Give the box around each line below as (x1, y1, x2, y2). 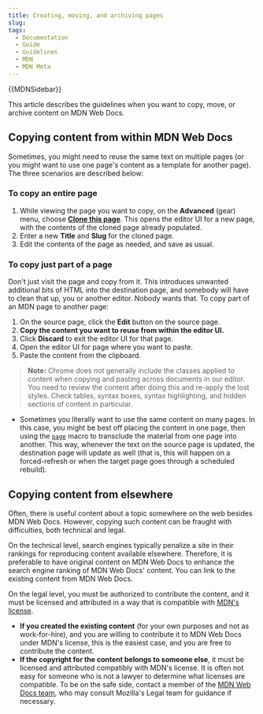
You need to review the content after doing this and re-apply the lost (27, 383, 250, 392)
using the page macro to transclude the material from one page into (19, 431, 238, 441)
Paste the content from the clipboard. (19, 351, 142, 361)
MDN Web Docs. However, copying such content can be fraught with (8, 516, 232, 526)
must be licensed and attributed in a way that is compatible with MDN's (8, 597, 239, 607)
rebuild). (19, 465, 47, 475)
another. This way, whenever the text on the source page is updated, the (19, 440, 255, 449)
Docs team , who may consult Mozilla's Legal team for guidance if (19, 688, 232, 697)
